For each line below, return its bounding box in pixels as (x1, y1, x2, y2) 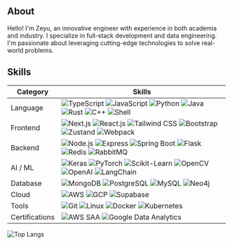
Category (17, 87, 49, 96)
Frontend (10, 123, 40, 133)
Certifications (10, 212, 55, 221)
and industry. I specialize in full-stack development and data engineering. (7, 31, 217, 40)
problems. (24, 46, 54, 54)
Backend (10, 142, 40, 152)
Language (10, 103, 44, 112)
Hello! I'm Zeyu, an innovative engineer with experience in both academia (7, 24, 217, 32)
